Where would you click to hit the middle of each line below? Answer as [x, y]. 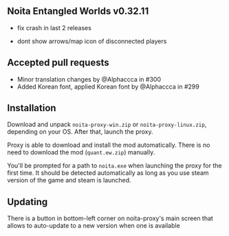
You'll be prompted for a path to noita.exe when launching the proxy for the [115, 166]
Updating [28, 202]
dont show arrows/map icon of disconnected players [92, 41]
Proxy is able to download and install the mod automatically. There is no [109, 145]
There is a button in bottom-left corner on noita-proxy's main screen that [110, 218]
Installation [32, 108]
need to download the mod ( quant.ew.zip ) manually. [81, 152]
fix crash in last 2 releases [54, 27]
